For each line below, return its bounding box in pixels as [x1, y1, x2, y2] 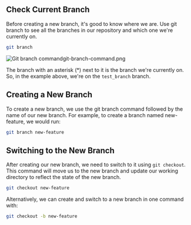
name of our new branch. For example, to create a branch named [6, 111, 164, 118]
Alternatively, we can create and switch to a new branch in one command [6, 196, 184, 203]
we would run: [26, 118, 61, 125]
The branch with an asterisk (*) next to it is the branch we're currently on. [6, 66, 184, 73]
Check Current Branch [6, 5, 90, 15]
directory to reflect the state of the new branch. [6, 174, 122, 181]
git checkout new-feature [6, 185, 69, 191]
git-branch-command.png [62, 55, 126, 62]
